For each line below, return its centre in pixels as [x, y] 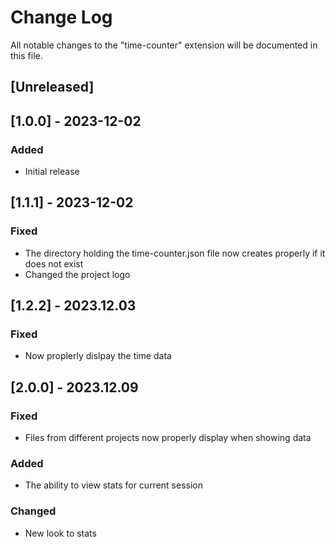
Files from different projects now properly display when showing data [168, 438]
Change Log [61, 17]
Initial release [52, 172]
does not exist [54, 263]
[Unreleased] [52, 87]
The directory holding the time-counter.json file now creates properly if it [175, 253]
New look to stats [60, 533]
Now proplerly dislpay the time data [98, 356]
